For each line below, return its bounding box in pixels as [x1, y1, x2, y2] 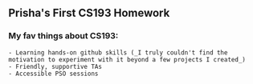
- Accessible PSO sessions [8, 70, 99, 78]
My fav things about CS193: [8, 30, 119, 42]
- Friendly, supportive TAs [8, 62, 103, 70]
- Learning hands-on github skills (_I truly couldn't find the [8, 48, 228, 57]
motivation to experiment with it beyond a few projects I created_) [8, 55, 247, 63]
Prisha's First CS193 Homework [8, 6, 170, 20]
